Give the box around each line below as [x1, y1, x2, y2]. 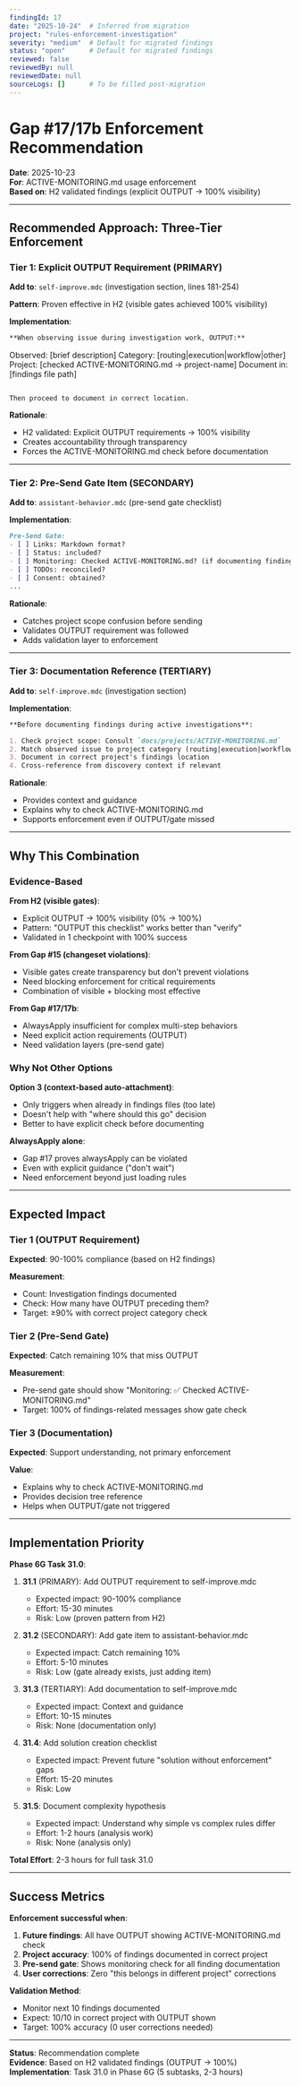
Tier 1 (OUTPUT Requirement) [9, 1233, 140, 1246]
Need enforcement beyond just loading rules [21, 1172, 187, 1183]
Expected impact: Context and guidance [35, 1701, 184, 1712]
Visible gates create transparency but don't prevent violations [21, 966, 250, 977]
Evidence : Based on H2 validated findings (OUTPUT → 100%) [9, 2057, 237, 2068]
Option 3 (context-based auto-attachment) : [9, 1082, 175, 1093]
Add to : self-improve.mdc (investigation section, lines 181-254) [9, 281, 239, 292]
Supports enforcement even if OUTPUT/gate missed [21, 814, 215, 825]
